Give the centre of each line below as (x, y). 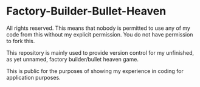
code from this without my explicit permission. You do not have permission (100, 34)
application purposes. (33, 77)
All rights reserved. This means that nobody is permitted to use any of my (98, 28)
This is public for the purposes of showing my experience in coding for (95, 71)
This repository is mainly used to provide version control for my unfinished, (100, 52)
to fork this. (21, 41)
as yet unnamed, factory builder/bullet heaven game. (72, 59)
